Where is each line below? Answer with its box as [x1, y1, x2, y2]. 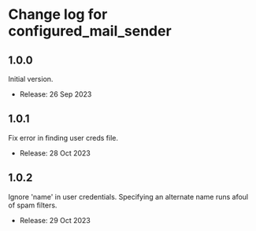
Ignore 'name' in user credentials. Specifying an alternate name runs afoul [8, 192, 249, 201]
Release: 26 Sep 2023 [19, 90, 92, 99]
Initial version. [8, 75, 54, 83]
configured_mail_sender [8, 22, 172, 40]
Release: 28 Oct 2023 [19, 148, 91, 158]
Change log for [8, 5, 108, 24]
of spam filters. [8, 200, 58, 210]
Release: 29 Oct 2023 [19, 215, 91, 225]
